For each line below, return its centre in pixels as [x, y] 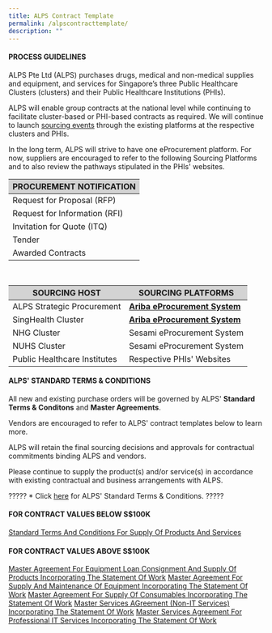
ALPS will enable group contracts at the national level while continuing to [130, 108]
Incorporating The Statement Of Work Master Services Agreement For [125, 612]
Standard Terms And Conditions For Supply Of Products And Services [125, 532]
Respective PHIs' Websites [180, 359]
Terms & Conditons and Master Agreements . [85, 407]
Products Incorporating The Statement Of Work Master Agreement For [125, 578]
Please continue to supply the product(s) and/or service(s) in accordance [131, 471]
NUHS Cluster [39, 346]
